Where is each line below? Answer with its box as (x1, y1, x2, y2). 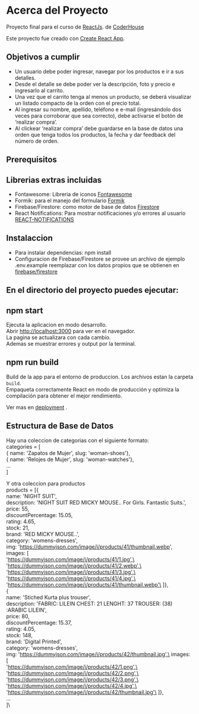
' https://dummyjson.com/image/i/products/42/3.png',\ (6, 676, 138, 683)
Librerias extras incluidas (6, 175, 102, 185)
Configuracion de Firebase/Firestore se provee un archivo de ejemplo (14, 255, 185, 262)
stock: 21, (6, 524, 30, 531)
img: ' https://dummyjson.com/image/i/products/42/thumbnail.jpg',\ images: (6, 650, 191, 657)
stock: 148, (6, 631, 33, 638)
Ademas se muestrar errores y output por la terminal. (6, 340, 137, 347)
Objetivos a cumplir (6, 52, 80, 62)
